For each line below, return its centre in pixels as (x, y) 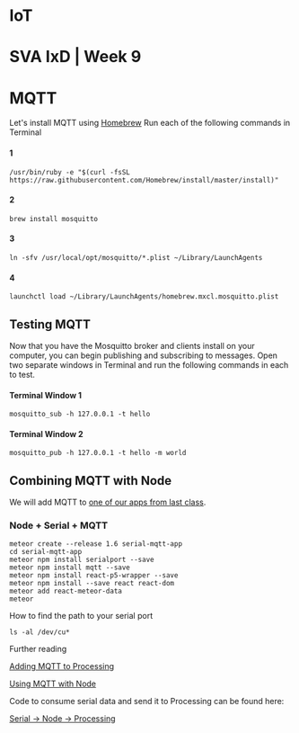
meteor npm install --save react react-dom (92, 584)
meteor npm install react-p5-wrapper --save (94, 576)
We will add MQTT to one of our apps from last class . (108, 502)
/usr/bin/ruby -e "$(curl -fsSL (70, 172)
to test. (22, 374)
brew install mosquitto (54, 219)
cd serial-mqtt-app (46, 552)
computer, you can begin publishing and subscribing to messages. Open (144, 355)
